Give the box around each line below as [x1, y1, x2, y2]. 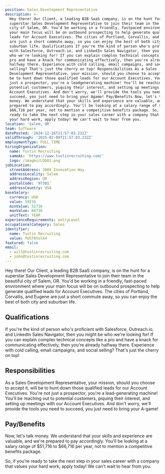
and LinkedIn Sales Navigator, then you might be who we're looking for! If [5, 331, 154, 337]
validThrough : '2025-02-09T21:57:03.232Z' [5, 135, 93, 140]
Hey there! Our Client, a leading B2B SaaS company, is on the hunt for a [5, 267, 150, 273]
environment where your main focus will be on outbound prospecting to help [5, 283, 160, 289]
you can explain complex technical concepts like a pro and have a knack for [5, 336, 159, 342]
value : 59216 [9, 199, 36, 204]
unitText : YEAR [9, 213, 41, 218]
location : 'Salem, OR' [5, 121, 52, 126]
